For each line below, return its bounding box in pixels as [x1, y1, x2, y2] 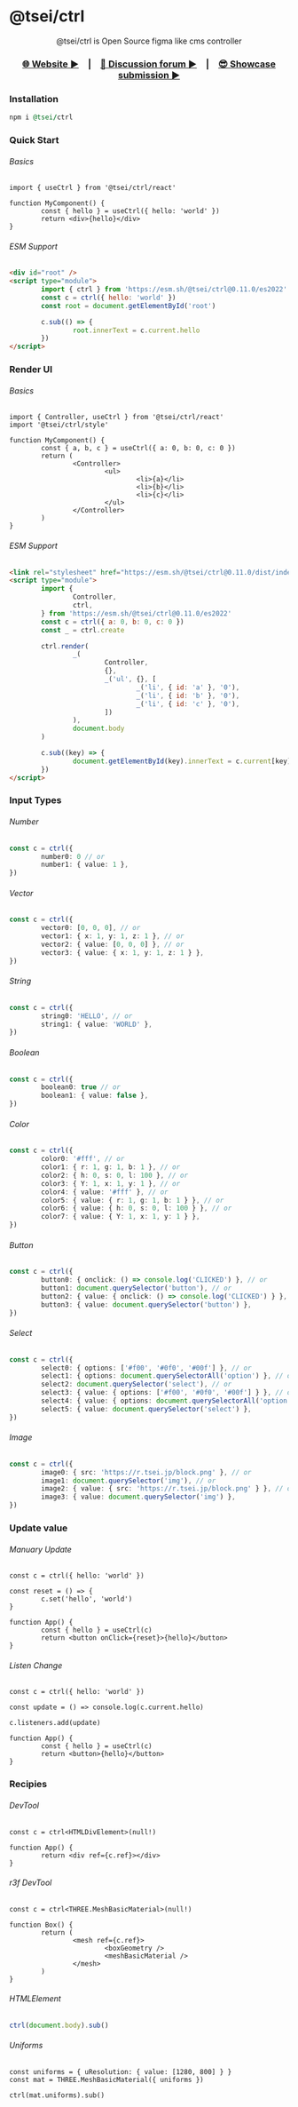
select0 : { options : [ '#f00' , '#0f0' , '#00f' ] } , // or [41, 1364, 252, 1372]
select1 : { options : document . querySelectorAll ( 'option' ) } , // [41, 1372, 284, 1380]
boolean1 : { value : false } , [41, 1091, 149, 1101]
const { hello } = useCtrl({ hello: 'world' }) [41, 207, 220, 216]
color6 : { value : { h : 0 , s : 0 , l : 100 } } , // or [41, 1204, 232, 1213]
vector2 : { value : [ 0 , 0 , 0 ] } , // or [41, 940, 184, 950]
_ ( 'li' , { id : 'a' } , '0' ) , [136, 682, 240, 692]
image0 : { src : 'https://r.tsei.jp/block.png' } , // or [41, 1467, 252, 1476]
